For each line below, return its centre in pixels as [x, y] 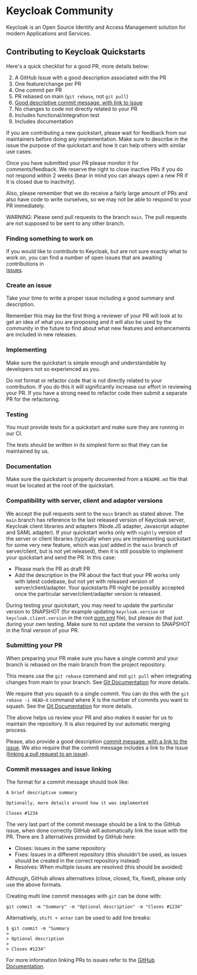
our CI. [14, 433]
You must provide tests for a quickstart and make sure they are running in [95, 427]
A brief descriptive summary [42, 793]
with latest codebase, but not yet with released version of [84, 581]
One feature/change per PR [48, 84]
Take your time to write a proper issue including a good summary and [90, 298]
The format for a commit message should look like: [68, 782]
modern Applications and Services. [49, 33]
